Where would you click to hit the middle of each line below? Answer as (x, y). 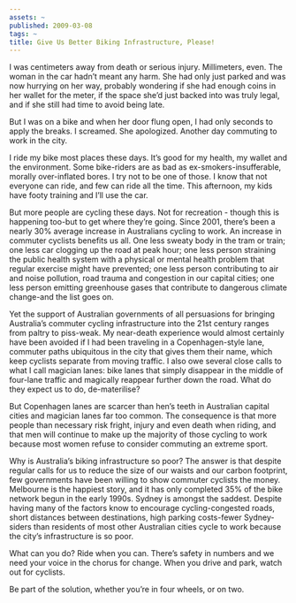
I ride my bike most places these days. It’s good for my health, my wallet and (148, 158)
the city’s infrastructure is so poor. (72, 537)
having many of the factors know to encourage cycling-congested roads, (142, 508)
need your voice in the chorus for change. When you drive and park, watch (146, 563)
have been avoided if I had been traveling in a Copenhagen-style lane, (137, 342)
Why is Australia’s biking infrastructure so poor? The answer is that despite (145, 462)
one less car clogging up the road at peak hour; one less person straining (143, 250)
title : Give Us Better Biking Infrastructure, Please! (112, 42)
